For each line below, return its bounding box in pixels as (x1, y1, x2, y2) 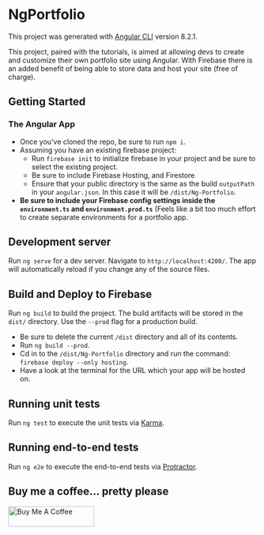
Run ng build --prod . (19, 341, 90, 350)
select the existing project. (31, 162, 119, 171)
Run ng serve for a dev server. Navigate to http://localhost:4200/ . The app (8, 256, 257, 266)
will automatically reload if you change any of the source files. (8, 265, 210, 274)
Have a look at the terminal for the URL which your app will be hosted (19, 366, 246, 375)
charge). (8, 72, 36, 81)
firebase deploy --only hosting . (19, 357, 129, 367)
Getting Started (8, 95, 86, 108)
